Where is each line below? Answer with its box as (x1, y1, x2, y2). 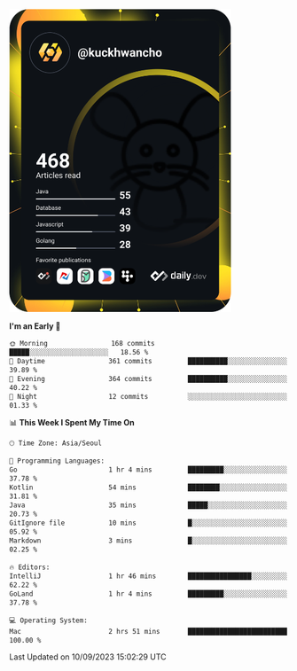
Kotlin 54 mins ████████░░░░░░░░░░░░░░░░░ (9, 483, 288, 492)
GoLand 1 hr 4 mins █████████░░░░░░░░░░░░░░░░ (9, 589, 288, 598)
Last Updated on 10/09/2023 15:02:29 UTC (9, 651, 167, 662)
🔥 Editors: (9, 563, 51, 572)
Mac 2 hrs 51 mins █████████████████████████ (9, 627, 288, 636)
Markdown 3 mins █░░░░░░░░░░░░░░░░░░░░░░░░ (9, 536, 288, 545)
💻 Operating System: (9, 616, 89, 625)
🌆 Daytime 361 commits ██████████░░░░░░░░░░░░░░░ (9, 356, 288, 365)
